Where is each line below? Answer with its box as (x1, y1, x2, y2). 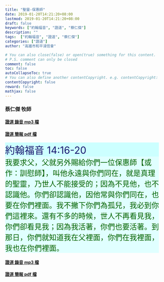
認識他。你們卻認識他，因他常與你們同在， (5, 190, 152, 200)
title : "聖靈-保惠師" (5, 7, 45, 12)
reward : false (5, 84, 34, 89)
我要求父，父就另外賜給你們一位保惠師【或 (5, 158, 152, 167)
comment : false (5, 62, 36, 67)
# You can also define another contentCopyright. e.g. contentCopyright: (5, 75, 159, 80)
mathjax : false (5, 89, 36, 94)
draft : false (5, 21, 32, 26)
